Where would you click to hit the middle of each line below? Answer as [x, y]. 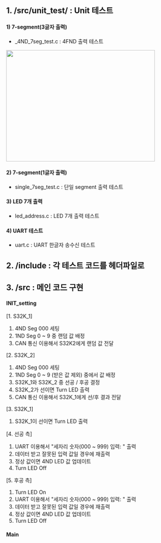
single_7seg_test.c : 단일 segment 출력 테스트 [69, 187]
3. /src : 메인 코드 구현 [45, 287]
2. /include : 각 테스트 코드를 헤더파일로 [75, 265]
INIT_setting [21, 303]
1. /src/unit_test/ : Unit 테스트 [60, 11]
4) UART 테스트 [25, 231]
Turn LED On [30, 493]
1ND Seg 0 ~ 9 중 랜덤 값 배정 [50, 336]
